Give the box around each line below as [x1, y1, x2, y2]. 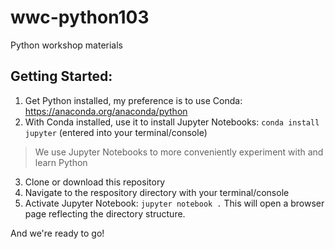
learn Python [34, 156, 88, 168]
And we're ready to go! [10, 227, 105, 239]
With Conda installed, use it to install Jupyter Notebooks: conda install [24, 116, 320, 128]
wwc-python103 [10, 6, 150, 29]
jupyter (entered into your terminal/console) [24, 126, 208, 138]
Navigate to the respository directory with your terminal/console [24, 186, 290, 198]
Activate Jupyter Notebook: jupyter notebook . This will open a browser [24, 197, 325, 209]
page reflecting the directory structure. [24, 207, 186, 220]
